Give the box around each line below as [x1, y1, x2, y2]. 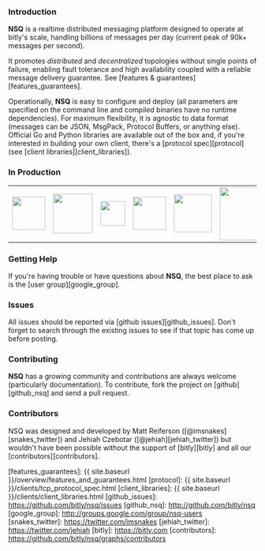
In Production [8, 167, 62, 178]
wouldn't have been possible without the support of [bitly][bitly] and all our [8, 443, 252, 452]
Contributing [8, 354, 58, 365]
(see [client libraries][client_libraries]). [8, 147, 132, 156]
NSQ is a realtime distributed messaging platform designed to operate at [8, 24, 244, 34]
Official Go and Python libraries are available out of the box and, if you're [8, 130, 244, 140]
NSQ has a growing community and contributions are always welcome [8, 372, 237, 381]
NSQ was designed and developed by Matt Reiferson [8, 425, 181, 436]
